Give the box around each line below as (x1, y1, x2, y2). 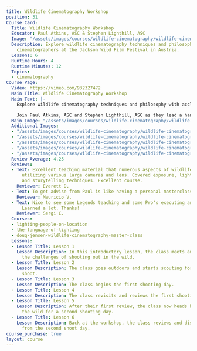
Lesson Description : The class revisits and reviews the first (16, 292, 175, 299)
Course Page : (6, 80, 38, 86)
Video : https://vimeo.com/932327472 (11, 85, 101, 91)
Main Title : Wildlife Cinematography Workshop (11, 91, 127, 96)
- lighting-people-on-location (11, 222, 88, 228)
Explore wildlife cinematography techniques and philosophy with (16, 101, 180, 108)
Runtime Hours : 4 (11, 58, 54, 63)
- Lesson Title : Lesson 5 (11, 298, 75, 304)
